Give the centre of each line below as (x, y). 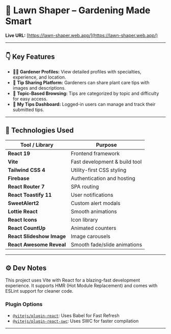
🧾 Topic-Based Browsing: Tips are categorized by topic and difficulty (86, 93)
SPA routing (85, 187)
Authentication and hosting (103, 178)
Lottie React (23, 211)
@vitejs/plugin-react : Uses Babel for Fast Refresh (66, 315)
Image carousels (91, 236)
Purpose (106, 145)
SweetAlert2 (23, 203)
